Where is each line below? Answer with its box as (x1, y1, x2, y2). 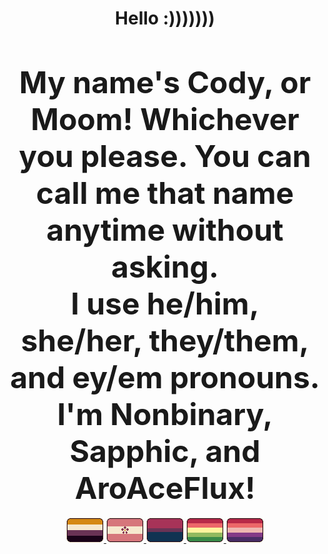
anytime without (46, 210, 284, 249)
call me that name (35, 173, 295, 212)
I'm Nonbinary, (56, 395, 274, 433)
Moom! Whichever (30, 100, 300, 138)
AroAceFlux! (74, 468, 256, 507)
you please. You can (18, 137, 312, 175)
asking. (111, 247, 219, 286)
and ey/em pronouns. (10, 358, 320, 396)
